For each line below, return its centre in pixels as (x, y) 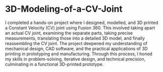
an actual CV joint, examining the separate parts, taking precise (69, 33)
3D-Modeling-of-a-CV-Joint (64, 9)
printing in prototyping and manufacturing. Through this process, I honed (79, 54)
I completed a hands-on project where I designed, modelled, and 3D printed (81, 23)
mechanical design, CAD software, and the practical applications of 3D (76, 48)
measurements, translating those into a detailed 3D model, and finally (75, 38)
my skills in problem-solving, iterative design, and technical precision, (75, 59)
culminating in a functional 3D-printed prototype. (54, 64)
